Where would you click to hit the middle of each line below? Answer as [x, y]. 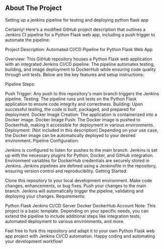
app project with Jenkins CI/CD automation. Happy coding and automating [80, 236]
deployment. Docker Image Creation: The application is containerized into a [81, 114]
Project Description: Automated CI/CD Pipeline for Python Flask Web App [79, 49]
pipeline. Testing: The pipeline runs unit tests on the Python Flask [71, 99]
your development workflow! [34, 241]
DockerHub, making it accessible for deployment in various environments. [80, 125]
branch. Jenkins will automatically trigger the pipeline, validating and [74, 191]
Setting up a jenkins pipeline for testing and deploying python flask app [77, 20]
